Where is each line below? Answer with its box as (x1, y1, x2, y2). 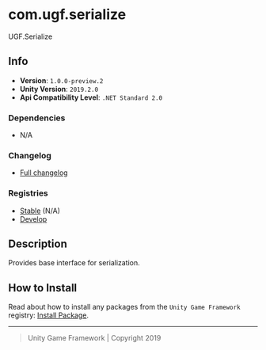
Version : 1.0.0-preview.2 (19, 75, 104, 85)
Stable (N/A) (19, 206, 61, 215)
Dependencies (8, 112, 66, 124)
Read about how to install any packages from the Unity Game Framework (8, 302, 241, 312)
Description (8, 238, 67, 251)
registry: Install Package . (8, 310, 89, 320)
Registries (8, 188, 49, 199)
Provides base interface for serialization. (8, 258, 140, 268)
